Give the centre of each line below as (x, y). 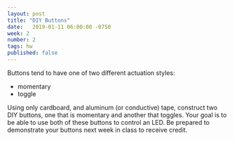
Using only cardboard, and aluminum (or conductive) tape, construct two (112, 107)
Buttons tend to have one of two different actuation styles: (91, 73)
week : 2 (19, 33)
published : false (33, 53)
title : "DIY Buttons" (39, 20)
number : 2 (22, 40)
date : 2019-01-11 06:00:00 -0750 (59, 27)
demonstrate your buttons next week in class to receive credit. (97, 130)
